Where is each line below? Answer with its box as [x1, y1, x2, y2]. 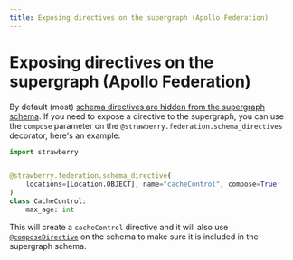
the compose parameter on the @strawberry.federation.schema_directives [9, 120, 283, 131]
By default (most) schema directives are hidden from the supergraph [9, 101, 265, 112]
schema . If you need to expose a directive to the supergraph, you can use [9, 110, 285, 122]
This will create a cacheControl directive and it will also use [9, 221, 229, 232]
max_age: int [25, 205, 75, 214]
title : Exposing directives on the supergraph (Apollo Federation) [9, 13, 269, 23]
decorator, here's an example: [9, 130, 121, 141]
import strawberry [9, 147, 79, 156]
